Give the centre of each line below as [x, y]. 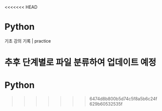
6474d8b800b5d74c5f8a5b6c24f [123, 99]
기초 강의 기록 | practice [28, 41]
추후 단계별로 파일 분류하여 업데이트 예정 [81, 63]
